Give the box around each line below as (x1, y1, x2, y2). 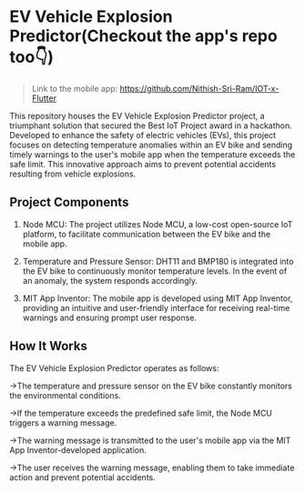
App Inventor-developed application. (9, 444, 147, 456)
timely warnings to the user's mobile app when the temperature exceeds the (9, 148, 296, 160)
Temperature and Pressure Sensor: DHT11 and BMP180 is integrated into (22, 256, 294, 266)
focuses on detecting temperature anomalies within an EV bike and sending (9, 139, 293, 150)
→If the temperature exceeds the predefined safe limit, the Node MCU (9, 407, 273, 418)
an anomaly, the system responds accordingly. (22, 275, 198, 286)
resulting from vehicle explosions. (9, 168, 137, 179)
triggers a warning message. (9, 417, 117, 428)
